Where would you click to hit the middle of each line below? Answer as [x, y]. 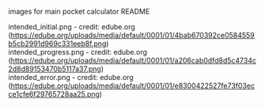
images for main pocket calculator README [79, 11]
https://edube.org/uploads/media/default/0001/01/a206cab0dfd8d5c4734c [134, 60]
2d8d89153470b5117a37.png [55, 69]
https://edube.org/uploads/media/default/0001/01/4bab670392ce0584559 [132, 35]
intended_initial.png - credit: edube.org [72, 27]
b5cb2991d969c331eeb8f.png [57, 44]
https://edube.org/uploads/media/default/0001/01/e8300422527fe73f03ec [133, 86]
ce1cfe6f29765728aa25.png [54, 94]
